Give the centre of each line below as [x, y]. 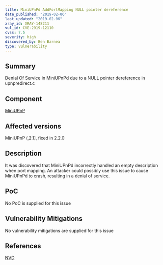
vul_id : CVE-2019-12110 [29, 28]
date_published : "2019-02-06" [36, 14]
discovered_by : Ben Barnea [33, 42]
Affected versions [33, 126]
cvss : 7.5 [15, 33]
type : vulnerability [26, 46]
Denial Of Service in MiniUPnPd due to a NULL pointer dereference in [75, 78]
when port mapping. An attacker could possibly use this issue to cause [77, 170]
